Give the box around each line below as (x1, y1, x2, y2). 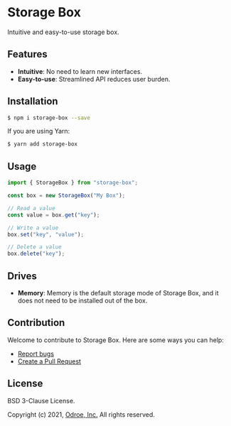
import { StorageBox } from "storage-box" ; (7, 179, 139, 187)
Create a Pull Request (17, 356, 82, 366)
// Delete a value (7, 244, 62, 251)
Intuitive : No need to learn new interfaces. (17, 67, 143, 75)
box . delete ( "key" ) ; (7, 250, 65, 258)
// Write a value (7, 224, 59, 231)
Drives (7, 270, 37, 282)
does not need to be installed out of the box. (17, 296, 148, 305)
